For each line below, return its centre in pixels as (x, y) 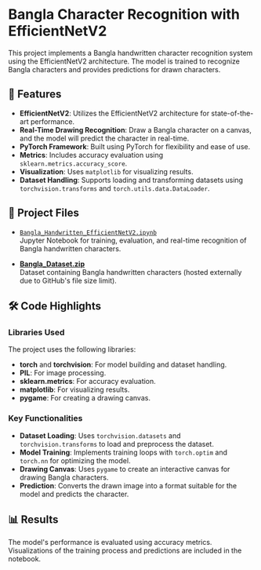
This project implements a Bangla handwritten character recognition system (130, 53)
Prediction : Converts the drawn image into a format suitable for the (128, 485)
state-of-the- (232, 113)
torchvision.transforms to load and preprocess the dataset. (116, 444)
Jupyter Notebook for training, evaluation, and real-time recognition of (133, 240)
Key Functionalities (45, 418)
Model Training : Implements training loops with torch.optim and (123, 452)
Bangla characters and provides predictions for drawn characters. (114, 69)
